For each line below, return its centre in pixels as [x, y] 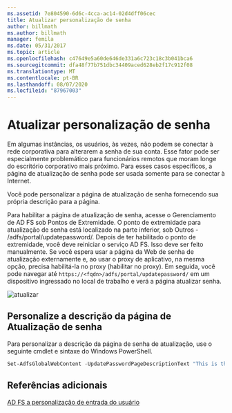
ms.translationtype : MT [41, 71]
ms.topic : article [33, 53]
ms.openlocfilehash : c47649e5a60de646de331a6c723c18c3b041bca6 [100, 59]
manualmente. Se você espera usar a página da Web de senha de [101, 252]
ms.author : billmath [37, 33]
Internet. [19, 181]
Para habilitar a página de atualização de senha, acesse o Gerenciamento [112, 215]
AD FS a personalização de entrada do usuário [74, 402]
